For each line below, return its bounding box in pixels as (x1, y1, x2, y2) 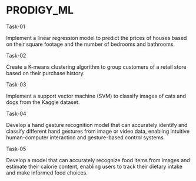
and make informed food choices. (6, 169, 88, 176)
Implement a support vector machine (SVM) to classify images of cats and (6, 92, 187, 99)
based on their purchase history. (6, 69, 85, 76)
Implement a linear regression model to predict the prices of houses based (6, 34, 187, 41)
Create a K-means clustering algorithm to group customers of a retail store (6, 63, 187, 71)
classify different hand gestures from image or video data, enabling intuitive (6, 128, 190, 135)
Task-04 (6, 110, 26, 117)
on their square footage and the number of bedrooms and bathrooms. (6, 41, 175, 48)
